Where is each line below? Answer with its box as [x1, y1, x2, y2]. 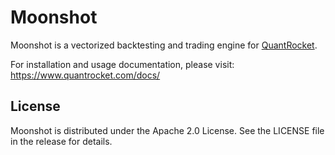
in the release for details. [10, 135, 113, 147]
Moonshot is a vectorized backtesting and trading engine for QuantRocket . [10, 39, 318, 51]
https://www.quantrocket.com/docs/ [10, 69, 161, 81]
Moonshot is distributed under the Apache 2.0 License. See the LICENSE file [10, 124, 325, 136]
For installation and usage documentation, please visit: [10, 58, 235, 70]
